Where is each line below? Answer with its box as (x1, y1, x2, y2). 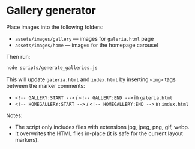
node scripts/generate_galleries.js (6, 64, 98, 71)
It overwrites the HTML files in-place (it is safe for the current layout (14, 130, 183, 137)
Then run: (6, 53, 31, 60)
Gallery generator (6, 4, 96, 17)
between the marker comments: (6, 82, 85, 89)
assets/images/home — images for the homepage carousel (14, 41, 158, 49)
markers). (14, 136, 39, 143)
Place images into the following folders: (6, 23, 104, 31)
